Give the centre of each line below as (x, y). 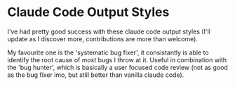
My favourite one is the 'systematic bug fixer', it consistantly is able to (108, 52)
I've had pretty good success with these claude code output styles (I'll (109, 31)
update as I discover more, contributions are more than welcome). (103, 38)
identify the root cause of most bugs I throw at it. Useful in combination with (117, 59)
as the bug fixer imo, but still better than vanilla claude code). (96, 75)
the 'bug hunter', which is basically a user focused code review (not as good (117, 67)
